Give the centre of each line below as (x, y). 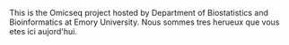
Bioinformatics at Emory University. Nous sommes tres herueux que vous (144, 22)
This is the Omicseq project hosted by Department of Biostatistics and (139, 13)
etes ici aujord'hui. (44, 31)
